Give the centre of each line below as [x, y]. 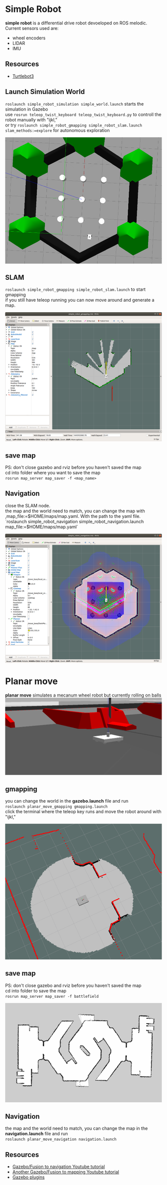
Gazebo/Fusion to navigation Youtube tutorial [59, 1167]
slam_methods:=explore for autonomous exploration [58, 130]
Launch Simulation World [45, 92]
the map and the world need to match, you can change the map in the [77, 1128]
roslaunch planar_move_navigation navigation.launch [61, 1139]
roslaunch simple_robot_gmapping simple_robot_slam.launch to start [75, 289]
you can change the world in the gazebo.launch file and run [67, 801]
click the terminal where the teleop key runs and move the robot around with [83, 812]
